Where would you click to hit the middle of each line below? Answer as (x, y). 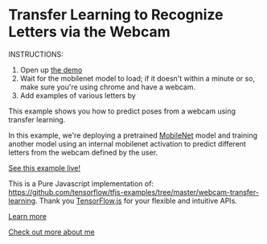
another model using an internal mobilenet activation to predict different (127, 143)
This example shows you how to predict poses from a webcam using (122, 111)
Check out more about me (51, 232)
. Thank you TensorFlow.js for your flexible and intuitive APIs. (136, 201)
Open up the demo (51, 69)
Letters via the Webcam (89, 32)
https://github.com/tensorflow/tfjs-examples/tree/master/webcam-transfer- (134, 192)
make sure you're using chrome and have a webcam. (108, 87)
